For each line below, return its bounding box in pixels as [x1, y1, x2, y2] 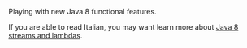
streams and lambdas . [8, 31, 83, 40]
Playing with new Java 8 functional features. [8, 7, 157, 16]
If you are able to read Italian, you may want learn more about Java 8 [8, 22, 239, 31]
